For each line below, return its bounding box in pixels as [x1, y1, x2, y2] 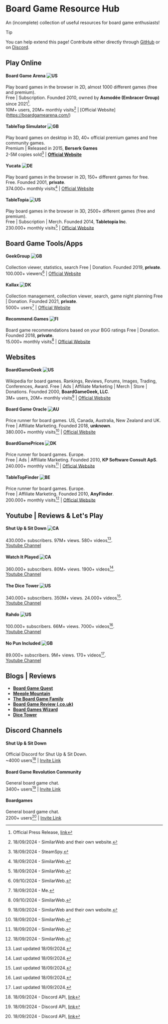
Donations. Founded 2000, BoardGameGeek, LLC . [5, 388, 109, 394]
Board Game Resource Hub [5, 3, 120, 14]
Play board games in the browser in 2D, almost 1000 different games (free [5, 83, 158, 90]
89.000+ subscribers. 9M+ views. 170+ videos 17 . [5, 651, 106, 658]
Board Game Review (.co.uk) [12, 701, 74, 707]
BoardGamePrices [5, 440, 44, 446]
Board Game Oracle [5, 406, 47, 412]
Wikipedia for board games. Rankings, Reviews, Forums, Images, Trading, [5, 378, 157, 384]
